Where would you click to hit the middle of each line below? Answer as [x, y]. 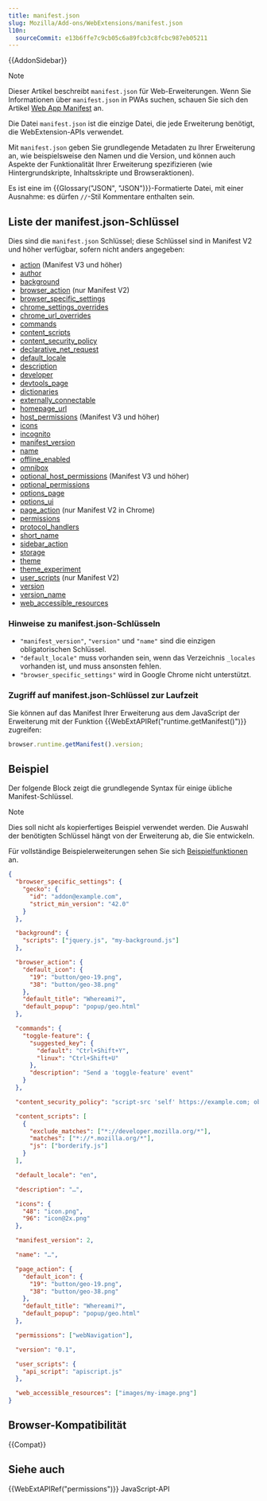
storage [32, 552]
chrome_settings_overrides [64, 307]
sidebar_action [44, 544]
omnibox [34, 468]
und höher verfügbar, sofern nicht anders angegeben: [97, 250]
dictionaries [39, 392]
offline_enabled [45, 459]
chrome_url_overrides [55, 316]
